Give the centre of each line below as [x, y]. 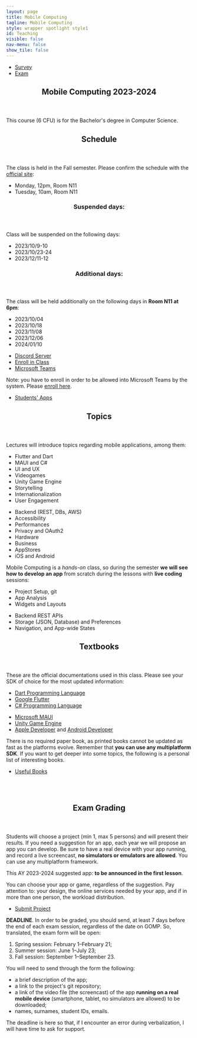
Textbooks [99, 647]
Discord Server [33, 356]
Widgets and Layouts [40, 604]
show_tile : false [27, 50]
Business [26, 543]
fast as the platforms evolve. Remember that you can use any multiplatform [99, 747]
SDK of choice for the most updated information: [65, 682]
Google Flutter [32, 699]
